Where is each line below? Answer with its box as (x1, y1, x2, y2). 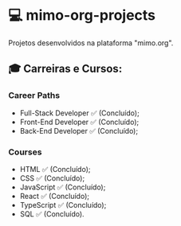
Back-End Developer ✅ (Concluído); (19, 126, 138, 135)
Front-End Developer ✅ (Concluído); (19, 117, 140, 127)
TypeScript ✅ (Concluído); (19, 200, 107, 209)
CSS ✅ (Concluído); (19, 173, 85, 183)
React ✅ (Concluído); (19, 191, 90, 201)
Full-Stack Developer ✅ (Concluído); (19, 108, 140, 118)
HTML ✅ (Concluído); (19, 164, 91, 173)
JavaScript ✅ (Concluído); (19, 182, 106, 192)
